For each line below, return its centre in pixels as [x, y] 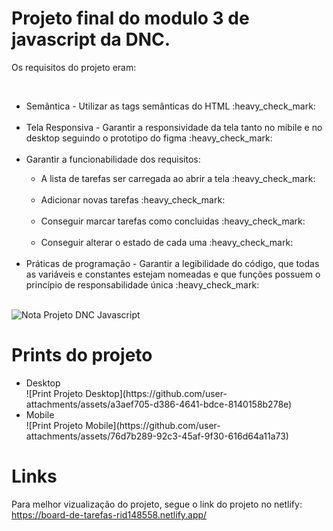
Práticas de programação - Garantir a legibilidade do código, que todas [172, 263]
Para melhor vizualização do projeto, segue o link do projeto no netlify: [157, 504]
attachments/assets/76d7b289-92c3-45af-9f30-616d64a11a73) [157, 436]
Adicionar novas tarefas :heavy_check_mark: [133, 199]
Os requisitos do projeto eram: [74, 67]
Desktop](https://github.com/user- [156, 393]
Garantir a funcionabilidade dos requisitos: [113, 159]
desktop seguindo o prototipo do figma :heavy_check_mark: [149, 138]
